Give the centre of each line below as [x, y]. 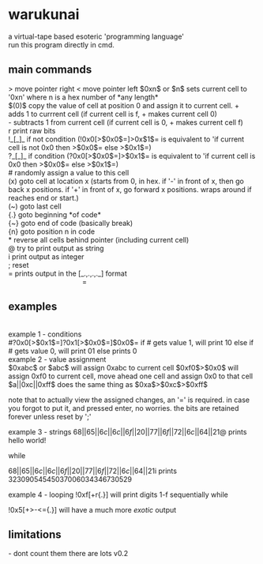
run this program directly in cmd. [61, 44]
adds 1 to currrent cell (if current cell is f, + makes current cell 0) [113, 114]
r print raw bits [32, 130]
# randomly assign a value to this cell [69, 172]
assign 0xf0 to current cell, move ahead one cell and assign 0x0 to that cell [131, 376]
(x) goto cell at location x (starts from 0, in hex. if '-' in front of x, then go [126, 181]
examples [33, 307]
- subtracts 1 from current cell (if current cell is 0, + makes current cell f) [126, 122]
